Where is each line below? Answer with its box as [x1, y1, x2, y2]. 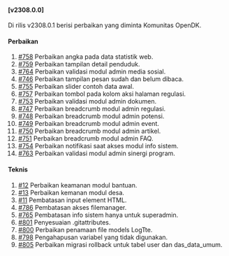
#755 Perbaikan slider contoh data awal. [17, 83, 135, 91]
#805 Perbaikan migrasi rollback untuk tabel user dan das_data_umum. [17, 240, 223, 248]
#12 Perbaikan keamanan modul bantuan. [17, 180, 138, 189]
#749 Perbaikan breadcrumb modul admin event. [17, 120, 159, 128]
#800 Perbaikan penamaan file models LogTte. [17, 225, 153, 234]
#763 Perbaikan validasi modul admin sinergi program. [17, 149, 175, 157]
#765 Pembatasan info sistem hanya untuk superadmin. [17, 211, 179, 219]
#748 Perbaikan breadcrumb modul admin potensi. [17, 112, 165, 120]
